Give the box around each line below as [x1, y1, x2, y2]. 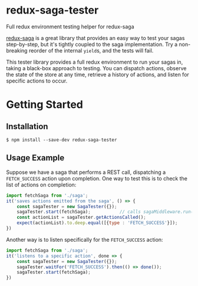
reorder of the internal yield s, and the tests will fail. [28, 47, 154, 54]
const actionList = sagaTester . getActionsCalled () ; [16, 215, 146, 221]
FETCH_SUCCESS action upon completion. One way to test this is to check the [6, 175, 187, 182]
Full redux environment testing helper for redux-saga [6, 23, 134, 30]
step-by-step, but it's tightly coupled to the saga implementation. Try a [6, 41, 178, 48]
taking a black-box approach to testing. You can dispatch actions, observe [6, 64, 187, 71]
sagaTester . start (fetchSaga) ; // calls [16, 209, 141, 215]
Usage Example [6, 153, 65, 163]
